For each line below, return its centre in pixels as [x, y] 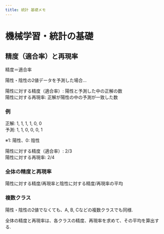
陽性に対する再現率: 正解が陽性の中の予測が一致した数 [62, 97]
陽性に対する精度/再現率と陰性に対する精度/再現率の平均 [64, 184]
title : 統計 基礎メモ [26, 10]
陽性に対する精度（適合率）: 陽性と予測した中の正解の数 [64, 91]
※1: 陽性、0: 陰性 [23, 140]
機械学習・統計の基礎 [50, 36]
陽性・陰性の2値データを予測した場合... [46, 80]
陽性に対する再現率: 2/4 [30, 157]
